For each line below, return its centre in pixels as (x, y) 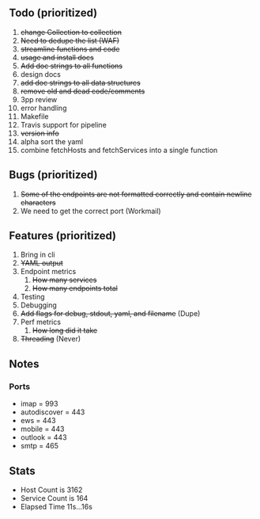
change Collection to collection (71, 32)
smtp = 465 (39, 446)
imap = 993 (39, 404)
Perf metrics (41, 322)
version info (40, 133)
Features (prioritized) (63, 236)
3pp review (39, 99)
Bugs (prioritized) (53, 175)
